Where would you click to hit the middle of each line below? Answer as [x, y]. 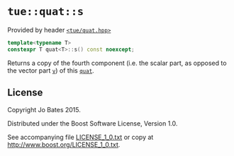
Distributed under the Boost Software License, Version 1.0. [93, 123]
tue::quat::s [45, 12]
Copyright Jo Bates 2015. [44, 109]
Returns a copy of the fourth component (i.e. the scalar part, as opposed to [117, 63]
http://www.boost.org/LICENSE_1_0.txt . [64, 144]
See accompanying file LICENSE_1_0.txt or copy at [80, 137]
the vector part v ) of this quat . [51, 70]
